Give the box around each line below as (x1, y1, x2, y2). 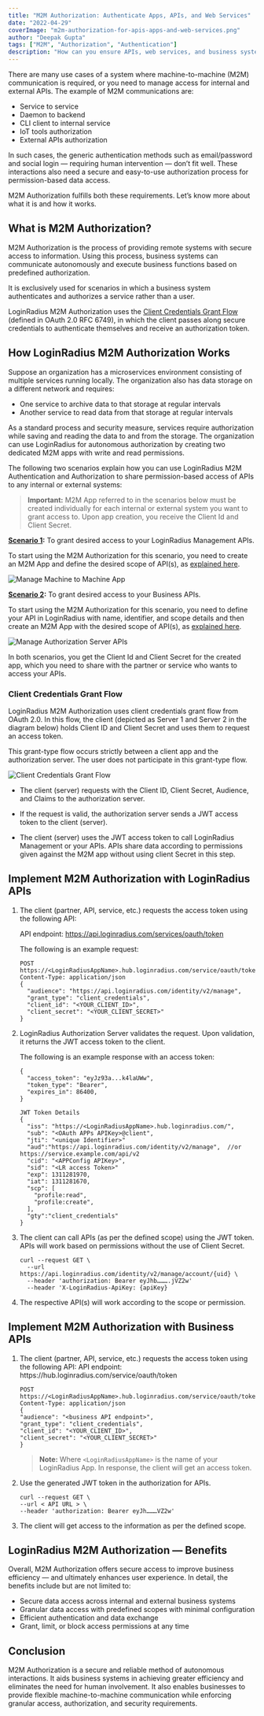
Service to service (19, 102, 79, 111)
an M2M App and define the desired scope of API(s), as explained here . (8, 559, 240, 568)
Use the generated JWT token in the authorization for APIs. (19, 1477, 211, 1488)
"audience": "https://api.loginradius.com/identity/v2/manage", (27, 987, 242, 995)
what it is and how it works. (8, 199, 97, 209)
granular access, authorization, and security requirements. (8, 1699, 198, 1708)
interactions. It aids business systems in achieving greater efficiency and (8, 1673, 244, 1683)
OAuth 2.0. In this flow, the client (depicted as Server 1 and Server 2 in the (8, 714, 247, 724)
